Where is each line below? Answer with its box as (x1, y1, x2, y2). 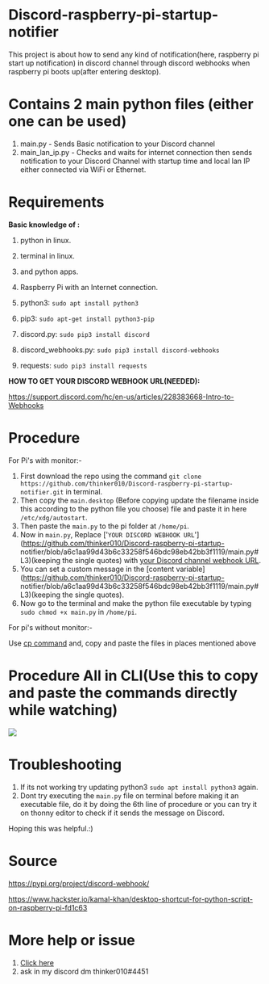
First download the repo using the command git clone (19, 471, 202, 481)
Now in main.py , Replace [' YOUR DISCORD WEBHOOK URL (19, 529, 195, 539)
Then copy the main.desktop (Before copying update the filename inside (19, 495, 259, 505)
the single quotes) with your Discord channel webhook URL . (62, 555, 262, 565)
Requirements (8, 193, 105, 212)
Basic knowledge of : (8, 220, 81, 229)
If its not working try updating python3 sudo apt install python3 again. (19, 782, 259, 792)
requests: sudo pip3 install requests (19, 360, 147, 370)
